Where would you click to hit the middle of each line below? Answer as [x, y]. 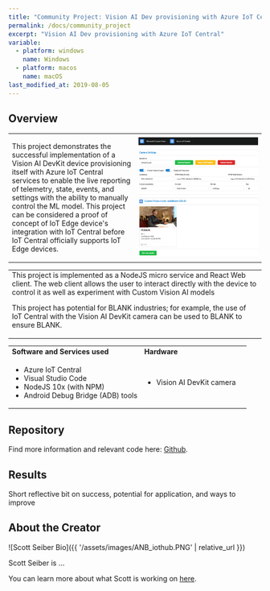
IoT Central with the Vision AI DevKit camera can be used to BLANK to [127, 316]
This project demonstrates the [61, 147]
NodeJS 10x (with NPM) [64, 386]
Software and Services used [60, 351]
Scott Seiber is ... [37, 563]
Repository [37, 430]
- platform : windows [50, 51]
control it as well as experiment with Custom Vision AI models [113, 292]
